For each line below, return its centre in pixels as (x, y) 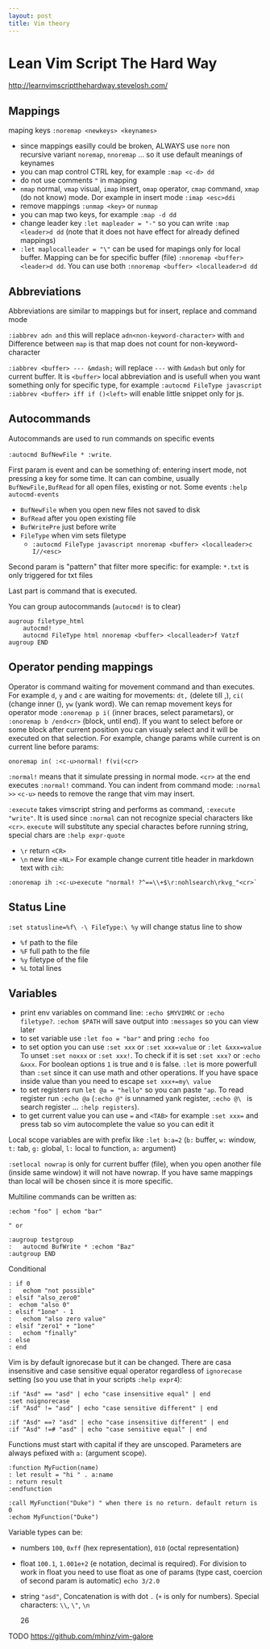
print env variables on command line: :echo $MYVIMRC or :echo (122, 1013)
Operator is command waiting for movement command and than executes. (132, 686)
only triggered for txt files (51, 575)
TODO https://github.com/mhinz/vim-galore (81, 1636)
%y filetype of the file (54, 959)
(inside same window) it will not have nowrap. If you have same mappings (131, 1173)
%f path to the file (49, 942)
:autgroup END (32, 1254)
